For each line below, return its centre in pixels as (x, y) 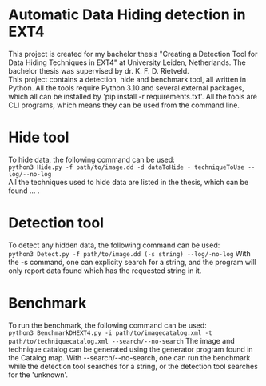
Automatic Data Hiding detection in (127, 15)
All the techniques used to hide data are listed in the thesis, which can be (129, 182)
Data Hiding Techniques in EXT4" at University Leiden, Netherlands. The (127, 62)
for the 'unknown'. (38, 375)
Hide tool (39, 137)
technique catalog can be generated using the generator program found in (131, 349)
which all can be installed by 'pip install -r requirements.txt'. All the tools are (133, 96)
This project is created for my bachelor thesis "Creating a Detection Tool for (133, 54)
